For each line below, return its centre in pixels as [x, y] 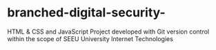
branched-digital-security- [86, 13]
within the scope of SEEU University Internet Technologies [90, 38]
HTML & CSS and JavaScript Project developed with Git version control [108, 32]
